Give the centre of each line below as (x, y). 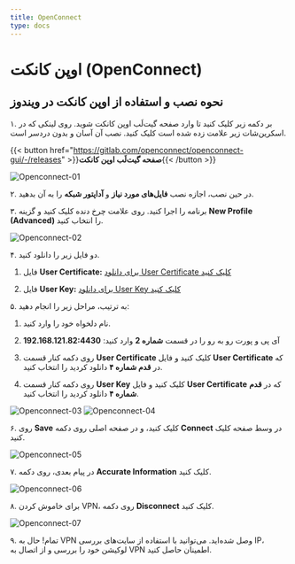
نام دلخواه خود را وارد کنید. (67, 323)
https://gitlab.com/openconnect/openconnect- (159, 150)
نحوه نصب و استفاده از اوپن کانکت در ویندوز (117, 102)
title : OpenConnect (46, 17)
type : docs (30, 26)
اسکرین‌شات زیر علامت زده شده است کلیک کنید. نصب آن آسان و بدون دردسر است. (148, 133)
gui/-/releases (36, 159)
